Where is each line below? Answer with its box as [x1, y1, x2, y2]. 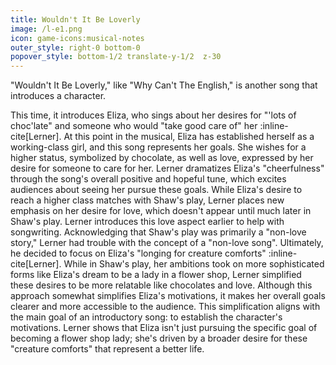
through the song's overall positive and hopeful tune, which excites [10, 173, 287, 185]
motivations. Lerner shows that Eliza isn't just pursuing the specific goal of [10, 322, 318, 334]
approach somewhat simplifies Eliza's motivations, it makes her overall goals [10, 290, 326, 302]
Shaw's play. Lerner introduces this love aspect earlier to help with [10, 216, 285, 228]
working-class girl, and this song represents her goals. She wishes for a [10, 141, 307, 153]
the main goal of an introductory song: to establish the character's [10, 311, 283, 323]
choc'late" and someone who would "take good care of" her [10, 120, 258, 132]
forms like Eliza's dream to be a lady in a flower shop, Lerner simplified [10, 269, 302, 281]
